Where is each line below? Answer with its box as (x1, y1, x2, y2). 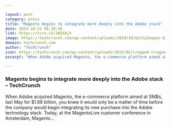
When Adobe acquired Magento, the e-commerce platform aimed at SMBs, (5, 93, 163, 100)
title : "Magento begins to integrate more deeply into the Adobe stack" (5, 21, 163, 26)
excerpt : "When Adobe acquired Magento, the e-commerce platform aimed (5, 54, 160, 59)
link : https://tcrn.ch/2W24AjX (5, 31, 72, 36)
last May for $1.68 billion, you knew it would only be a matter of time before (5, 99, 163, 105)
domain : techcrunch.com (5, 40, 56, 46)
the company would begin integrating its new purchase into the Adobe (5, 104, 153, 110)
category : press (5, 16, 40, 22)
